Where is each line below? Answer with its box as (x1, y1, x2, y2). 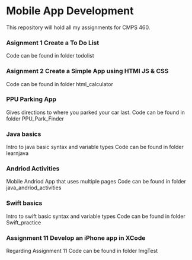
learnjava (6, 150, 29, 157)
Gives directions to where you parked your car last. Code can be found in (6, 109, 185, 116)
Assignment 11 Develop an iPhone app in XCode (6, 233, 146, 242)
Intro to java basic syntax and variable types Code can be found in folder (6, 144, 184, 151)
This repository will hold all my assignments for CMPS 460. (6, 24, 151, 31)
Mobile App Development (6, 4, 134, 18)
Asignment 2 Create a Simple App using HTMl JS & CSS (6, 67, 169, 75)
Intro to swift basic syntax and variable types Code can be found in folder (6, 213, 185, 220)
